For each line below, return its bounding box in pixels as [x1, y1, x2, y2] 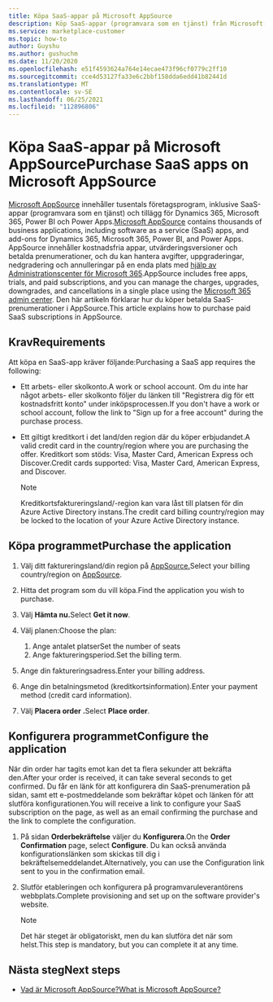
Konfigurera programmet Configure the [8, 730, 210, 744]
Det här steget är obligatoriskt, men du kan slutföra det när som [19, 930, 233, 941]
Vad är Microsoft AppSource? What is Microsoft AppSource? [19, 985, 221, 995]
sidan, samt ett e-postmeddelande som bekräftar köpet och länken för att [8, 789, 254, 799]
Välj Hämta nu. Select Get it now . [19, 609, 131, 619]
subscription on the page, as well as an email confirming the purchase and [8, 807, 258, 817]
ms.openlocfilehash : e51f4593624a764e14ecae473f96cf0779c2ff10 [8, 65, 227, 73]
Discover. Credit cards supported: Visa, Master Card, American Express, [19, 458, 260, 468]
